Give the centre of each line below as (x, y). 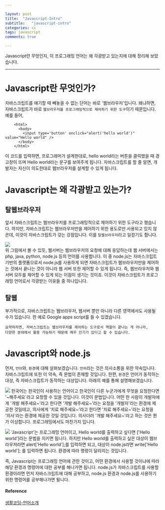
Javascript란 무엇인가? (51, 88)
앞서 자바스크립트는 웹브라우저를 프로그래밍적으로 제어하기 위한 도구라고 (74, 222)
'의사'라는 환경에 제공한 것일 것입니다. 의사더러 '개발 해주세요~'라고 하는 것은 (79, 415)
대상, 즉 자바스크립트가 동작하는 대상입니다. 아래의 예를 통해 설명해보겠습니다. (79, 380)
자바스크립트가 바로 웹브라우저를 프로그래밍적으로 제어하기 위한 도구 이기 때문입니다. (81, 109)
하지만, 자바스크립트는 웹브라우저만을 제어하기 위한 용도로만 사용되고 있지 (82, 228)
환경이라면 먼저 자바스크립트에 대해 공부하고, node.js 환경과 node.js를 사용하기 (81, 473)
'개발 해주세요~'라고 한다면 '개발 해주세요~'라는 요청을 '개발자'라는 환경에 (81, 403)
